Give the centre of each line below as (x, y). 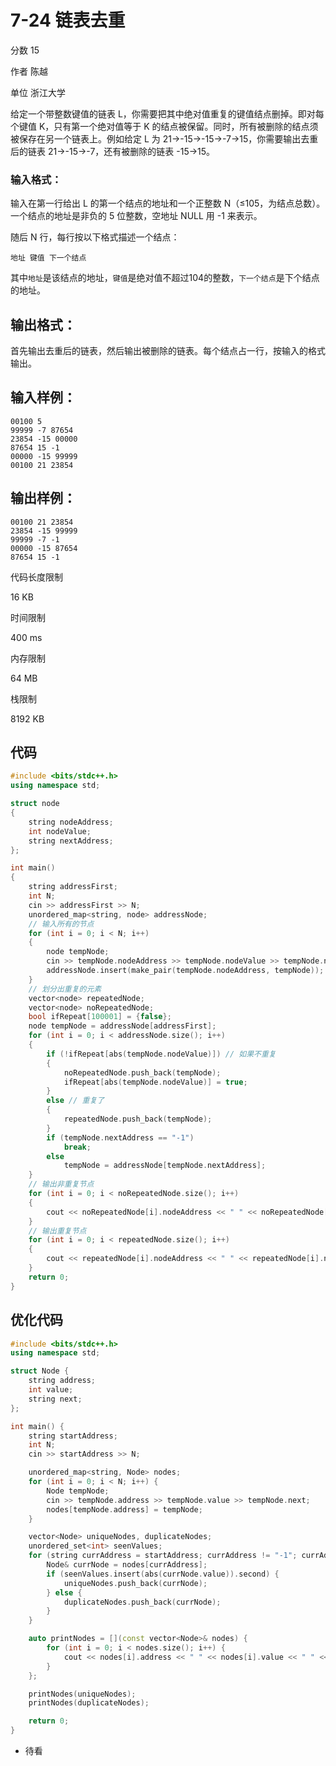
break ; (77, 1147)
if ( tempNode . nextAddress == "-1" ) (120, 1137)
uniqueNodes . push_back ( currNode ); (135, 1583)
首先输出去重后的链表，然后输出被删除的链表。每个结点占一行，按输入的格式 (168, 351)
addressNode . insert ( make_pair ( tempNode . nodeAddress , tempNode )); (185, 971)
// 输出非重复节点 (61, 1184)
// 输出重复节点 (57, 1231)
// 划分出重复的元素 (65, 989)
